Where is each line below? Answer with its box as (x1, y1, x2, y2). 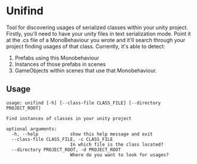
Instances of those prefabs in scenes (14, 61, 106, 68)
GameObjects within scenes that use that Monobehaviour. (14, 67, 157, 74)
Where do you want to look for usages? (70, 152, 169, 158)
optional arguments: (6, 126, 58, 132)
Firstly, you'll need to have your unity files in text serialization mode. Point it (6, 30, 192, 37)
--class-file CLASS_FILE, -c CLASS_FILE (11, 136, 113, 142)
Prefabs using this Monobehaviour (14, 54, 99, 61)
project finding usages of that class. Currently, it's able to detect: (6, 43, 165, 50)
